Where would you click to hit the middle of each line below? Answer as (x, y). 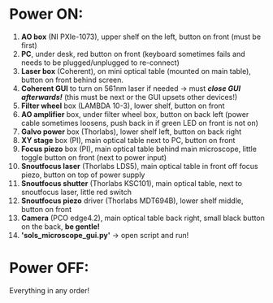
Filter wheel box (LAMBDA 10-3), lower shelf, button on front (123, 106)
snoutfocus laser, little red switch (76, 192)
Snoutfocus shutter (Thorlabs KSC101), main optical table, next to (132, 183)
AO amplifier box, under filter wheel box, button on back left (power (135, 114)
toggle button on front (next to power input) (94, 157)
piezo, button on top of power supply (83, 175)
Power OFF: (49, 268)
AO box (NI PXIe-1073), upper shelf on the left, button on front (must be (141, 37)
